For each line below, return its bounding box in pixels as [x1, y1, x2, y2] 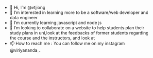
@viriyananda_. [9, 47, 41, 53]
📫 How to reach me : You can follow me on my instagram [9, 41, 125, 46]
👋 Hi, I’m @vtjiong [9, 5, 46, 10]
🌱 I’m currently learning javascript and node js [9, 20, 102, 25]
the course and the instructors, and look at [9, 35, 95, 41]
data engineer [9, 15, 38, 20]
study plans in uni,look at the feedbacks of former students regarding [9, 30, 149, 35]
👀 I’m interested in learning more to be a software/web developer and [9, 10, 149, 15]
